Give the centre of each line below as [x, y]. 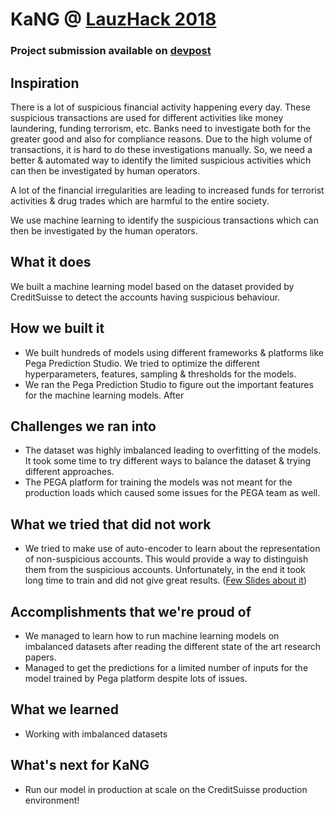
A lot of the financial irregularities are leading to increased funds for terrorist [167, 190]
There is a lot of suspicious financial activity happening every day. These [160, 107]
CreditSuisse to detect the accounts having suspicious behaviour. [145, 297]
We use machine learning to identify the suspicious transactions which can [164, 220]
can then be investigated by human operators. [105, 170]
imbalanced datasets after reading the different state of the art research [173, 646]
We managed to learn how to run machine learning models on [152, 635]
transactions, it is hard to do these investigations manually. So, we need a [161, 149]
